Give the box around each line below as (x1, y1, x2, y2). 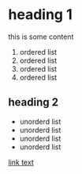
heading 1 (8, 6, 73, 24)
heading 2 (8, 95, 59, 109)
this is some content (8, 32, 74, 41)
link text (8, 157, 34, 167)
